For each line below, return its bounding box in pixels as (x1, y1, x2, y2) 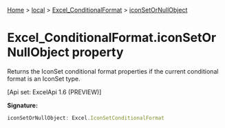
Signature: (7, 101, 38, 109)
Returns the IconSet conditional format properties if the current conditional (7, 67, 219, 75)
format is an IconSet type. (7, 74, 81, 83)
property (72, 45, 124, 61)
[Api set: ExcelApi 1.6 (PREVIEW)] (7, 87, 102, 96)
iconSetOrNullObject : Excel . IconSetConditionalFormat (7, 114, 165, 121)
